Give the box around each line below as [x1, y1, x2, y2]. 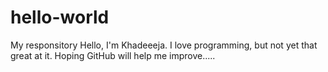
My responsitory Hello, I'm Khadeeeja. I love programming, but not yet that [10, 39, 318, 51]
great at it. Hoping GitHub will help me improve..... [10, 49, 216, 61]
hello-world [10, 6, 110, 29]
